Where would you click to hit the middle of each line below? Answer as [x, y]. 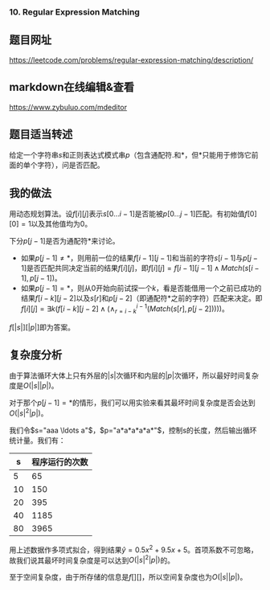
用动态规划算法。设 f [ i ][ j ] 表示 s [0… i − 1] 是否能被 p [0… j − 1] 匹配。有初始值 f [129, 214]
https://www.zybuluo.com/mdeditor [68, 107]
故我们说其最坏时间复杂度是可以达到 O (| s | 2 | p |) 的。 [92, 559]
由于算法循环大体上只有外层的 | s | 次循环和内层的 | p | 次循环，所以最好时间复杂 [134, 375]
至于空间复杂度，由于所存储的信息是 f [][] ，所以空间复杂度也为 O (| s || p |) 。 [128, 577]
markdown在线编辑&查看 [72, 87]
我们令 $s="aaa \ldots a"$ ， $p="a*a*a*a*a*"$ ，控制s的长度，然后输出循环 [133, 430]
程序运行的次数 [60, 462]
